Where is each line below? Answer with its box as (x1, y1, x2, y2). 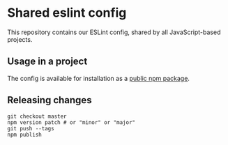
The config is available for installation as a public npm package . (7, 74, 190, 82)
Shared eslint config (7, 5, 127, 21)
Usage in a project (7, 56, 88, 68)
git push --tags (7, 125, 54, 132)
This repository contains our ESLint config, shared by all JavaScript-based (7, 28, 221, 36)
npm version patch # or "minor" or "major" (7, 119, 136, 126)
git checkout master (7, 113, 68, 120)
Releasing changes (7, 94, 92, 106)
